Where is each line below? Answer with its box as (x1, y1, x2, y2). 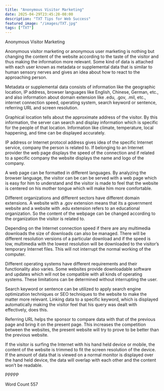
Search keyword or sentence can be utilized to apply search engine (5, 286, 141, 292)
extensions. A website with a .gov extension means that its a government (5, 200, 153, 206)
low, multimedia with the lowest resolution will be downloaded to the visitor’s (5, 241, 159, 247)
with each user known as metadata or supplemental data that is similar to (5, 64, 153, 70)
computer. (5, 251, 26, 258)
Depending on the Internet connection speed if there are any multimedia (5, 225, 151, 231)
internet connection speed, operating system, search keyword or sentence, (5, 100, 157, 105)
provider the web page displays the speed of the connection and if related (5, 150, 155, 156)
